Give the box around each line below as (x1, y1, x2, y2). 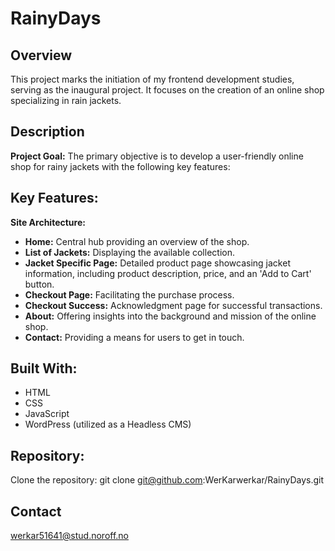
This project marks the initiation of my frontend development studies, (10, 73, 295, 85)
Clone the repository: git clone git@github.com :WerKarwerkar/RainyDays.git (10, 474, 325, 486)
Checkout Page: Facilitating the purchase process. (24, 288, 235, 301)
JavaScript (24, 408, 70, 420)
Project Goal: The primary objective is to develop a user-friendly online (10, 150, 304, 162)
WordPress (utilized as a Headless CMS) (24, 418, 192, 431)
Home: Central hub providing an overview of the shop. (24, 235, 250, 247)
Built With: (10, 360, 78, 377)
